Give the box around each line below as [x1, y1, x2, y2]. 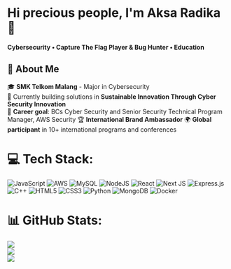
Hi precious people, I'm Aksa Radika [7, 5, 221, 21]
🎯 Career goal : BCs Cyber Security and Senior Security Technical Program [7, 107, 223, 116]
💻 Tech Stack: [7, 151, 94, 167]
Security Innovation [7, 99, 66, 108]
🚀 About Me [7, 63, 59, 75]
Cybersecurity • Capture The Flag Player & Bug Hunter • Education [7, 43, 204, 51]
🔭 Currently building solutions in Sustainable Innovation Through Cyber [7, 92, 216, 101]
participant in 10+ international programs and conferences [7, 125, 177, 134]
